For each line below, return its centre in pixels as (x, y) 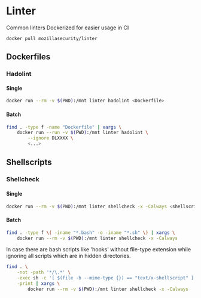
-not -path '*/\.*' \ (44, 273)
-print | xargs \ (39, 284)
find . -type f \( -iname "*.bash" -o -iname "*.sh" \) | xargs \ (91, 232)
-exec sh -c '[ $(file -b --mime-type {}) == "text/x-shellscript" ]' (107, 278)
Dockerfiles (28, 57)
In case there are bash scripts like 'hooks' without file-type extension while (99, 250)
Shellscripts (29, 162)
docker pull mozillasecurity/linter (52, 38)
